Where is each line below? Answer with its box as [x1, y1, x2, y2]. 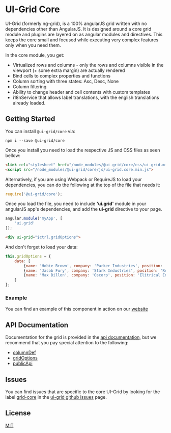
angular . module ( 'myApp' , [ [5, 216, 63, 221]
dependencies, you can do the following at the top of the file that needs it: [5, 182, 160, 188]
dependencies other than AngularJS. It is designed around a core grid [5, 26, 152, 32]
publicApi [12, 361, 33, 367]
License [5, 409, 31, 418]
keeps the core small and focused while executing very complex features [5, 37, 159, 43]
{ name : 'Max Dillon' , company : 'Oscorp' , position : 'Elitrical [23, 273, 160, 278]
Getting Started [5, 115, 55, 123]
